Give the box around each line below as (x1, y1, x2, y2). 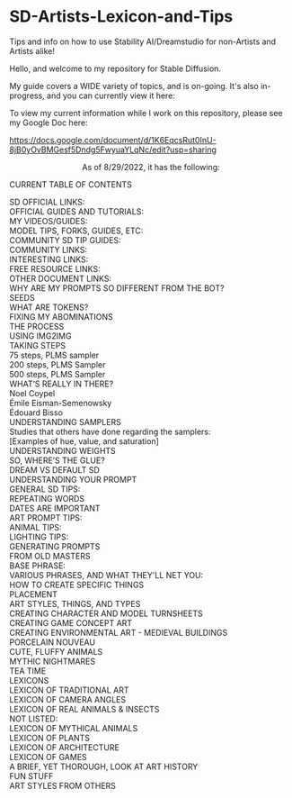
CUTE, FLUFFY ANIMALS (9, 646, 103, 657)
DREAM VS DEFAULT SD (9, 464, 101, 475)
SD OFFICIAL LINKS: (9, 196, 85, 207)
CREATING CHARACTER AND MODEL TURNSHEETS (9, 608, 204, 619)
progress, (9, 90, 45, 101)
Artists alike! (9, 45, 56, 56)
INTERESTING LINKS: (9, 254, 89, 265)
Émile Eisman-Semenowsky (9, 397, 112, 408)
